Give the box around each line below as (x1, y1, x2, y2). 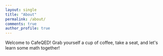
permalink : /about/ (5, 16, 46, 21)
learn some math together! (5, 45, 60, 51)
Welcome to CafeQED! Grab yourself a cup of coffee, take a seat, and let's (5, 39, 158, 45)
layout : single (5, 7, 37, 12)
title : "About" (5, 12, 37, 17)
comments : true (5, 21, 37, 26)
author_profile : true (5, 26, 50, 31)
